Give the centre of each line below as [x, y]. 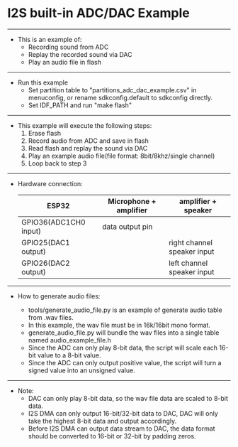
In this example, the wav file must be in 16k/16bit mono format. [119, 325]
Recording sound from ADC [68, 47]
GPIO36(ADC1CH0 [53, 222]
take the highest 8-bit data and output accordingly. [102, 421]
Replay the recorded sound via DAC [80, 54]
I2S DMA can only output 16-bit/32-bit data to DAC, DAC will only [123, 413]
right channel [191, 242]
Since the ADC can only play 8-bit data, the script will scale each [123, 348]
